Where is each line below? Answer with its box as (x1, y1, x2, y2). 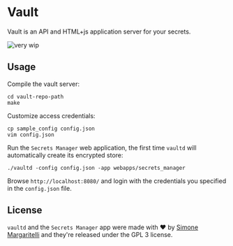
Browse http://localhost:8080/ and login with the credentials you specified (7, 176, 227, 185)
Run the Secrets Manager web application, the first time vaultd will (7, 143, 197, 152)
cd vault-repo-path (7, 93, 64, 100)
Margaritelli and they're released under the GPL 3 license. (7, 230, 173, 238)
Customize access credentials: (7, 111, 96, 120)
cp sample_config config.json (7, 125, 96, 132)
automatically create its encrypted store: (7, 151, 123, 159)
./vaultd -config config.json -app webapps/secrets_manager (7, 164, 186, 171)
